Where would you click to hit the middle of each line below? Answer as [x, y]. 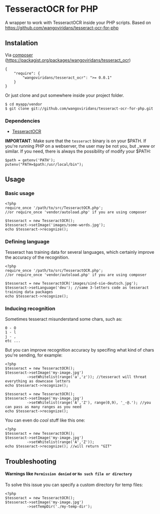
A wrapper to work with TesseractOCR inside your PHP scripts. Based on [78, 22]
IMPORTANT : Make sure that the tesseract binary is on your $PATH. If [76, 141]
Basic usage [20, 193]
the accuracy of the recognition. [37, 257]
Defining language [27, 242]
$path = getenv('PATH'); [30, 160]
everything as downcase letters [38, 381]
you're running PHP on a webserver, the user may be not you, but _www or [80, 146]
